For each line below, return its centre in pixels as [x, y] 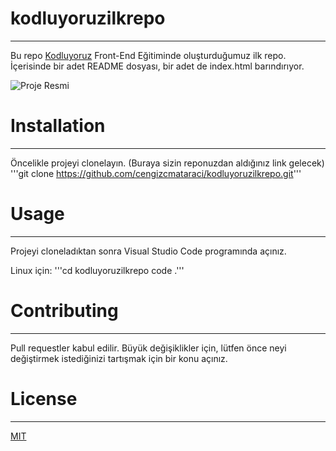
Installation [58, 126]
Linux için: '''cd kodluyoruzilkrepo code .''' [97, 270]
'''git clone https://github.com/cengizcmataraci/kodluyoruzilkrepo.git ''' [156, 173]
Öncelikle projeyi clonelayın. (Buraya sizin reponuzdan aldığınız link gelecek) [167, 163]
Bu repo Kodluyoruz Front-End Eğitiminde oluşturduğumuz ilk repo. [148, 55]
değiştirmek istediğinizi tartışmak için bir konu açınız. [119, 358]
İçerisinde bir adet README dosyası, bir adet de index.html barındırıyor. [157, 66]
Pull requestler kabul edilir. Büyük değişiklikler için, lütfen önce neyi [148, 348]
